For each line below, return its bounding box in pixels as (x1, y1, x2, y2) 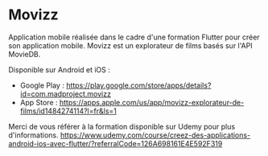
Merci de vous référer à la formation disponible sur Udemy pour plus (8, 121, 236, 131)
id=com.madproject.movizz (19, 88, 111, 98)
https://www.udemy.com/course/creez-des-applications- (60, 130, 251, 140)
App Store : (19, 97, 58, 107)
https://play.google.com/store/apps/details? (65, 80, 212, 90)
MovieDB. (8, 49, 41, 59)
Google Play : (19, 80, 64, 90)
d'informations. (8, 130, 59, 140)
